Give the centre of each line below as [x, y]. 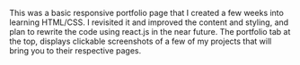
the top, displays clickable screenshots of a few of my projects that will [141, 41]
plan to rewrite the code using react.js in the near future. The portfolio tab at [150, 32]
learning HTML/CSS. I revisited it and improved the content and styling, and [149, 22]
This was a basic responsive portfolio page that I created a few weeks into [147, 13]
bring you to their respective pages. [75, 51]
